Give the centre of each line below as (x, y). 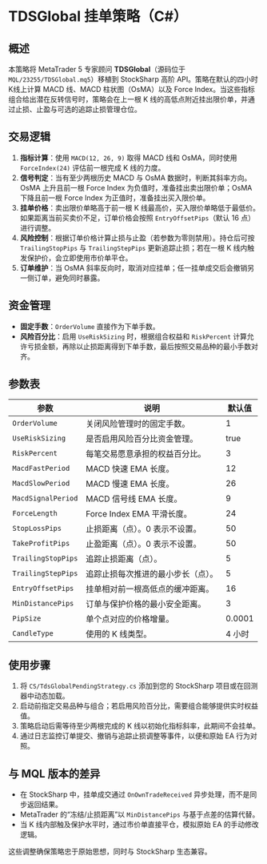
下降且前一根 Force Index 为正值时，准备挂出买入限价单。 (115, 198)
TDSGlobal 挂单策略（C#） (98, 16)
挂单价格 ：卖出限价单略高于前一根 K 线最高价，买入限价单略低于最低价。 (140, 207)
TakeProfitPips (41, 544)
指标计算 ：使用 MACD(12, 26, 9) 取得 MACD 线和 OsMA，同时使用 (128, 158)
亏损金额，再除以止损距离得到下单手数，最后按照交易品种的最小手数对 (142, 346)
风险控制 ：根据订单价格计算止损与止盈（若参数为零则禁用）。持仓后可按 (137, 238)
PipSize (27, 619)
